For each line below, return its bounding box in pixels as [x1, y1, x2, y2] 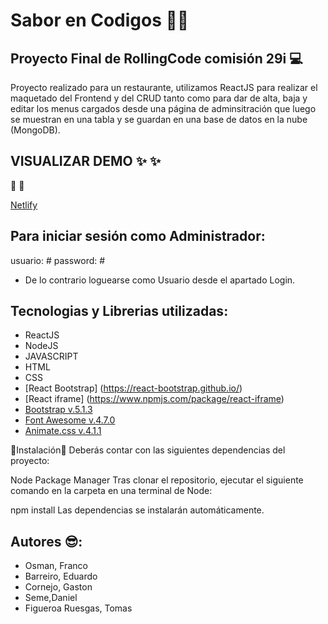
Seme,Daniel [24, 592, 78, 604]
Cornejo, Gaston [24, 581, 93, 593]
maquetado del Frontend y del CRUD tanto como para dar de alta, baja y [10, 92, 308, 104]
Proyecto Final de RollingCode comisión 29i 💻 [10, 50, 303, 67]
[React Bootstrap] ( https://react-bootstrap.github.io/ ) [24, 382, 243, 394]
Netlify [10, 199, 38, 211]
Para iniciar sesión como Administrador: [10, 228, 266, 245]
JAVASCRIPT [24, 350, 79, 363]
